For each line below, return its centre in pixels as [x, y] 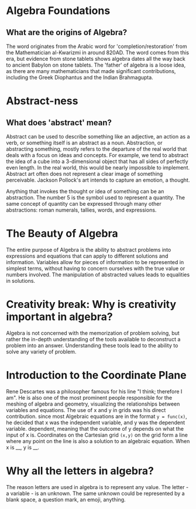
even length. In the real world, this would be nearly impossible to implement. [98, 167]
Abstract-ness [42, 101]
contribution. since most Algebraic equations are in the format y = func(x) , [97, 416]
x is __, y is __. [23, 447]
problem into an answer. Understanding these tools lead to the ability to [92, 345]
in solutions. [21, 281]
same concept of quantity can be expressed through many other [84, 204]
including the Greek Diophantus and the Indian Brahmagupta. [80, 77]
